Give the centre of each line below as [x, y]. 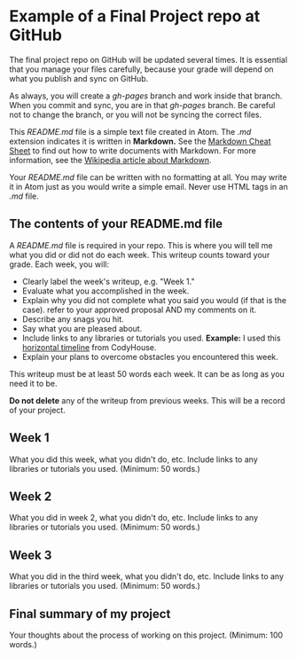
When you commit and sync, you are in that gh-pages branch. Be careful [142, 105]
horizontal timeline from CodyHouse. [89, 347]
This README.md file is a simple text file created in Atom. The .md [130, 131]
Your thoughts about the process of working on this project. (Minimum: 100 [146, 635]
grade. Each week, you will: [59, 264]
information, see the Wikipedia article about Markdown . [110, 160]
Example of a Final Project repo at [135, 16]
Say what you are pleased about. [82, 328]
